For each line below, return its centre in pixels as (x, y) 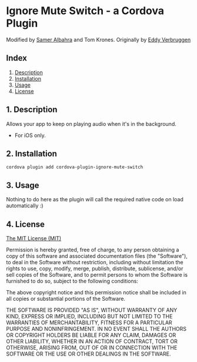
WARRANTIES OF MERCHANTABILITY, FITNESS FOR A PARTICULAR (89, 323)
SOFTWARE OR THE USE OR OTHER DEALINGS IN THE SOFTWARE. (89, 354)
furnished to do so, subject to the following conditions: (72, 281)
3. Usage (23, 185)
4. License (26, 224)
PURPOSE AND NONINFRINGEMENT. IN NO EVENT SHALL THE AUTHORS (96, 329)
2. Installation (32, 153)
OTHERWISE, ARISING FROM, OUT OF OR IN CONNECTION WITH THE (92, 348)
